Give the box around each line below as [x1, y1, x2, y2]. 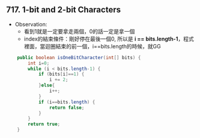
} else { [38, 82, 55, 88]
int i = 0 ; [28, 60, 50, 66]
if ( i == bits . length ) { [38, 99, 95, 105]
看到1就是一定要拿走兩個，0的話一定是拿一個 [23, 27, 135, 35]
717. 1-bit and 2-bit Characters [6, 5, 121, 15]
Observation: [14, 20, 47, 27]
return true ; [28, 121, 61, 127]
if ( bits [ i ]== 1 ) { [38, 71, 85, 77]
